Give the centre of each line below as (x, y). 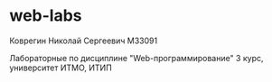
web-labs (46, 16)
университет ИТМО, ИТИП (61, 68)
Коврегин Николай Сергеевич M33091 (84, 41)
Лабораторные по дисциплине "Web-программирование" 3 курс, (136, 58)
